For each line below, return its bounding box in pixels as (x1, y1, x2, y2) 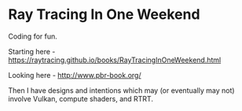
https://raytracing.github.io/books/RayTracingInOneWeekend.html (8, 55, 222, 65)
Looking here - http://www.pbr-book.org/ (8, 70, 141, 80)
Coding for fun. (8, 31, 57, 41)
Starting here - (8, 46, 56, 56)
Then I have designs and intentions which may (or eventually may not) (8, 85, 235, 95)
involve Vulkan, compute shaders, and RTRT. (8, 94, 153, 103)
